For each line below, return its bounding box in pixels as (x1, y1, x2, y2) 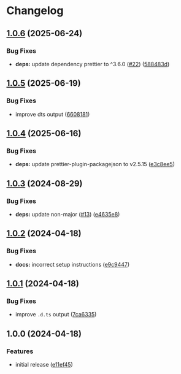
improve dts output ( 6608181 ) (15, 110, 90, 118)
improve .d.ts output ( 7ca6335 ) (15, 311, 97, 318)
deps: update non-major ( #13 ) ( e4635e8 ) (15, 210, 120, 218)
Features (6, 347, 34, 356)
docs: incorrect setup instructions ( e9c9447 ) (15, 261, 130, 268)
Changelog (6, 4, 64, 18)
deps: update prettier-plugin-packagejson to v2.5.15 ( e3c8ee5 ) (15, 161, 175, 168)
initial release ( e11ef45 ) (15, 361, 74, 368)
